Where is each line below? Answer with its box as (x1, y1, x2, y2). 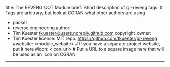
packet (12, 20, 27, 25)
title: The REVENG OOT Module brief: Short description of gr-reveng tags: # (5, 5, 163, 10)
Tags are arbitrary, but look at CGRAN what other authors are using (5, 10, 145, 16)
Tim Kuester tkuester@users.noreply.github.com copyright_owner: (12, 30, 152, 36)
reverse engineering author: (12, 25, 71, 31)
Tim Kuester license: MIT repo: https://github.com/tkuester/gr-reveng (12, 35, 158, 41)
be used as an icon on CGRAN (12, 51, 76, 57)
